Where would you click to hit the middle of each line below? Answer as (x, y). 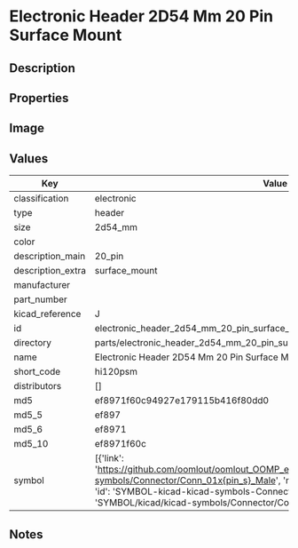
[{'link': (109, 458)
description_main (50, 257)
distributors (38, 386)
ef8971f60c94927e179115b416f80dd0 (181, 401)
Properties (39, 98)
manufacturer (42, 285)
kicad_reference (47, 314)
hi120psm (116, 372)
